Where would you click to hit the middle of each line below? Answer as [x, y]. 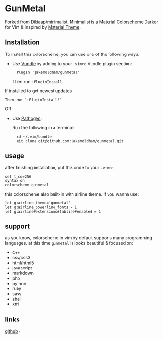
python [19, 284]
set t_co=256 [18, 176]
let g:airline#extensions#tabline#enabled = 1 [53, 211]
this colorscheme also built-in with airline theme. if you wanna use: [72, 194]
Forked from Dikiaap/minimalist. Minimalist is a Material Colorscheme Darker [81, 22]
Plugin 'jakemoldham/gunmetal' [48, 72]
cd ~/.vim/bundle [34, 137]
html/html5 [23, 263]
